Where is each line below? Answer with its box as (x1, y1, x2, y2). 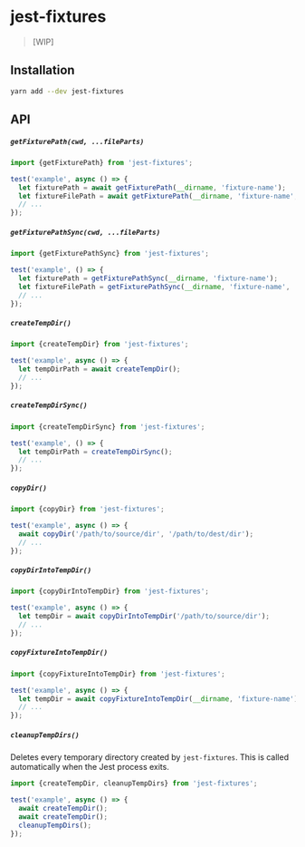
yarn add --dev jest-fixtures (10, 86, 125, 96)
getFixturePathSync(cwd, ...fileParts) (10, 228, 161, 237)
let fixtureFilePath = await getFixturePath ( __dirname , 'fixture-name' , (18, 191, 299, 200)
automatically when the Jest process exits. (10, 762, 170, 773)
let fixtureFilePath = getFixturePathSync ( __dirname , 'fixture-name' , (18, 282, 291, 291)
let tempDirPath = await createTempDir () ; (18, 365, 181, 374)
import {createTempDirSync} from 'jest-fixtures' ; (10, 422, 205, 432)
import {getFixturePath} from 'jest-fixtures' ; (10, 158, 194, 167)
